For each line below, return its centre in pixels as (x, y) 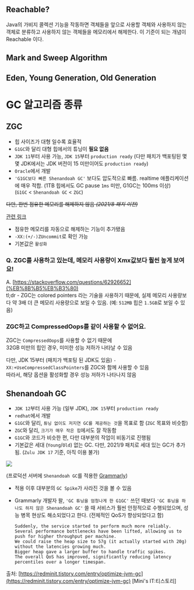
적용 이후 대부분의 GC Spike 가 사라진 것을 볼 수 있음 (73, 488)
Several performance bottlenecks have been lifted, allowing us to (98, 531)
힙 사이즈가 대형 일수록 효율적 (48, 141)
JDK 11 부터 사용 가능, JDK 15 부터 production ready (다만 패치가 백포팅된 (98, 156)
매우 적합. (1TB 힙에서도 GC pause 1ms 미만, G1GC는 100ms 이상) (96, 185)
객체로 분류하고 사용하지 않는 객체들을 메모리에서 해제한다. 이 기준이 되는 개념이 (96, 32)
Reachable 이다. (25, 39)
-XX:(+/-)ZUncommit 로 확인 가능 (51, 236)
